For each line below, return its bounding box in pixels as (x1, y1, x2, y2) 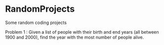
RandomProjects (5, 3, 75, 15)
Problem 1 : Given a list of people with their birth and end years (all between (5, 29, 159, 35)
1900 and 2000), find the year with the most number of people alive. (5, 34, 144, 40)
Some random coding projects (5, 20, 67, 25)
